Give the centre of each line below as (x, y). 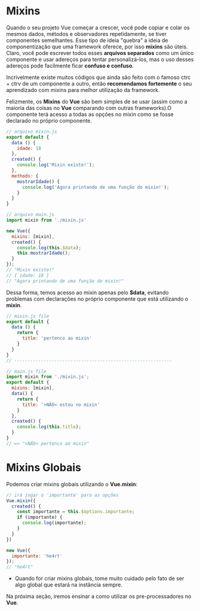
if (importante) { (40, 517)
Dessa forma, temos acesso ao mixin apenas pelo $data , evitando (87, 292)
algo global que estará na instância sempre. (69, 585)
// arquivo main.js (30, 215)
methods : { (25, 176)
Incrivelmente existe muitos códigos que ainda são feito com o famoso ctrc (99, 77)
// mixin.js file (28, 316)
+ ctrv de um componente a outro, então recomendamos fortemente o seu (99, 83)
